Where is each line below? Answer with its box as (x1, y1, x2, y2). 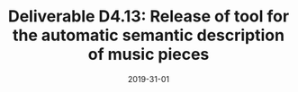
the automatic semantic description (12, 25, 285, 46)
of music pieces (87, 45, 210, 64)
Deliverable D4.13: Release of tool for (7, 6, 290, 27)
